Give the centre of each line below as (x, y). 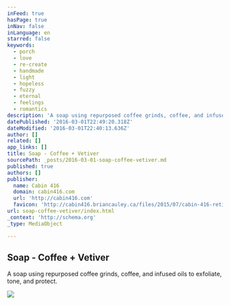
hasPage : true (27, 20)
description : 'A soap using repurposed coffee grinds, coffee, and (105, 115)
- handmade (29, 71)
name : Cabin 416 (36, 186)
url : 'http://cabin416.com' (53, 198)
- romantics (30, 109)
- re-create (30, 64)
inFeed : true (26, 13)
